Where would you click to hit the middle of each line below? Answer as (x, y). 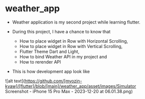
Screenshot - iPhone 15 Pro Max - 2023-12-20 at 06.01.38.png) (69, 91)
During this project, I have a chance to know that (61, 31)
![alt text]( (15, 81)
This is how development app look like (51, 71)
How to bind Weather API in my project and (63, 56)
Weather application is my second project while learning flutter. (76, 22)
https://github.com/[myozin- (53, 81)
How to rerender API (40, 62)
